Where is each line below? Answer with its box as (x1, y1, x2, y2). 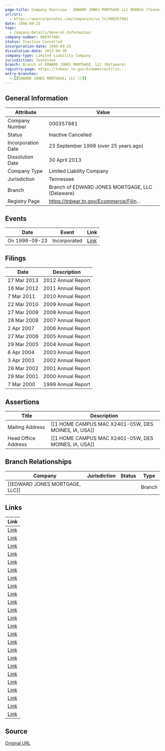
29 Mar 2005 (7, 341, 39, 348)
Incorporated (52, 237, 82, 244)
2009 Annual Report (43, 301, 90, 308)
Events (5, 214, 27, 223)
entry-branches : (5, 71, 38, 76)
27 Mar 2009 (7, 309, 39, 316)
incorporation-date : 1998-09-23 (5, 44, 71, 49)
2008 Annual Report (43, 309, 90, 316)
